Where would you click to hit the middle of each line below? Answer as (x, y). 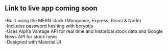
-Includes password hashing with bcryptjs (49, 26)
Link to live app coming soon (51, 8)
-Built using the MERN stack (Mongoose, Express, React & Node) (73, 20)
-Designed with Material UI (33, 42)
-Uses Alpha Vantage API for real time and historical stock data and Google (84, 31)
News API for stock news (31, 36)
